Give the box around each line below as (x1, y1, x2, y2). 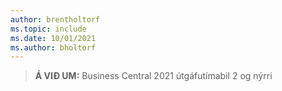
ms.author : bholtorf (10, 42, 97, 53)
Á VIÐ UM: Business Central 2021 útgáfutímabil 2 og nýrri (34, 70, 273, 82)
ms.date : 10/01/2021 (10, 33, 97, 43)
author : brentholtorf (10, 14, 101, 25)
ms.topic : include (10, 24, 87, 34)
